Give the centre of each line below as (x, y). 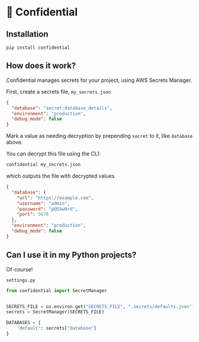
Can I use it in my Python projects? (71, 255)
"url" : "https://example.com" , (55, 198)
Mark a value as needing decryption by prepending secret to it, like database (99, 136)
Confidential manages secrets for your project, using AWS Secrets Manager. (99, 80)
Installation (27, 34)
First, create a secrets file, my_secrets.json (59, 91)
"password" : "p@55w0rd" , (47, 209)
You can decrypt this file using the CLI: (53, 154)
